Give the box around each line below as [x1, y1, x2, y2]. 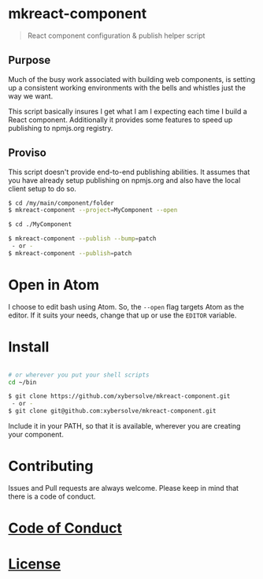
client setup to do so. [8, 184, 77, 193]
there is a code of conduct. [8, 492, 96, 501]
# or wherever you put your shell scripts [8, 371, 150, 379]
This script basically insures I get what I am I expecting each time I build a [8, 106, 248, 116]
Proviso [8, 147, 47, 160]
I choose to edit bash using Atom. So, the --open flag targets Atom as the [8, 302, 245, 311]
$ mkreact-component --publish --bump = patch [8, 235, 157, 243]
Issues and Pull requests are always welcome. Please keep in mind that [8, 484, 239, 492]
